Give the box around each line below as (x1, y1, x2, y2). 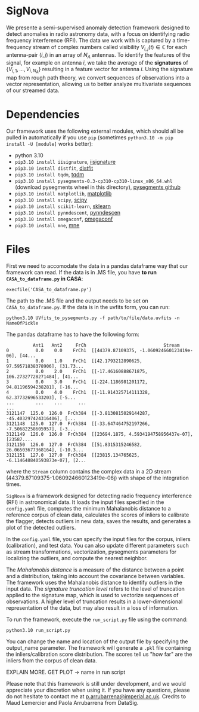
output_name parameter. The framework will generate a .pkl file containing (6, 644, 191, 651)
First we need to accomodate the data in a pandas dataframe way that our (6, 262, 188, 270)
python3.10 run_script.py (6, 627, 70, 633)
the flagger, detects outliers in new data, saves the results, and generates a (6, 517, 191, 524)
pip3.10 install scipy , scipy (14, 196, 88, 203)
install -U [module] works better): (6, 140, 94, 147)
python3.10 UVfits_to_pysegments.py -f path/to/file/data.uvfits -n (6, 315, 180, 321)
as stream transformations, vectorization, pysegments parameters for (6, 548, 177, 555)
